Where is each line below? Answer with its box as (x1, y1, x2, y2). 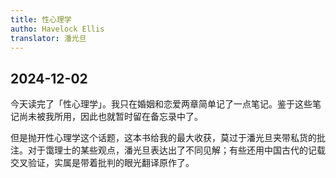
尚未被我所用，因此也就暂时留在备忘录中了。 (18, 111, 203, 123)
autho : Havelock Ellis (10, 24, 105, 34)
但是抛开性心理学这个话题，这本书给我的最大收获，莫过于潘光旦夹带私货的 (10, 132, 317, 144)
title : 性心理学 (10, 14, 72, 25)
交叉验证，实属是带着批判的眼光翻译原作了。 (10, 157, 195, 169)
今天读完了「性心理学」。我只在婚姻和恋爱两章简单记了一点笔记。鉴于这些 (10, 98, 313, 110)
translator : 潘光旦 (10, 33, 87, 43)
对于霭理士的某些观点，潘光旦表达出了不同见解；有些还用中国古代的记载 (27, 144, 326, 156)
